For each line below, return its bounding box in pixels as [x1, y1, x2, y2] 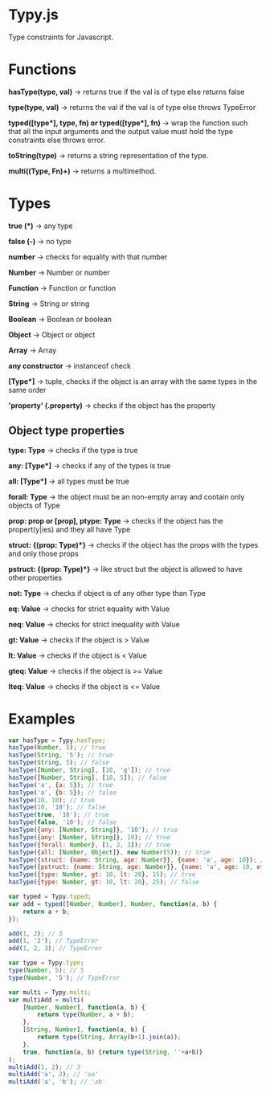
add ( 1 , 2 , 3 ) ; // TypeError [8, 944, 103, 952]
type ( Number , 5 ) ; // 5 [8, 966, 84, 975]
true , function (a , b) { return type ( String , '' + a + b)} [22, 1048, 203, 1056]
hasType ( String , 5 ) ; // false [8, 759, 110, 767]
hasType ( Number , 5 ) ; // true [8, 744, 106, 752]
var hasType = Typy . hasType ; [8, 736, 106, 744]
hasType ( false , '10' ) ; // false [8, 818, 117, 826]
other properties [8, 573, 63, 582]
